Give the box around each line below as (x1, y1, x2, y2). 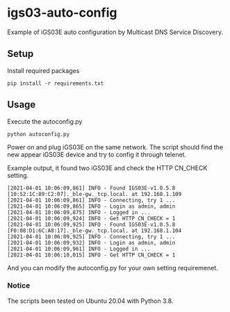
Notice (7, 281, 31, 290)
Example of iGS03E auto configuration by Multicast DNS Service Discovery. (7, 28, 224, 36)
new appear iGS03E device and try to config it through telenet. (7, 150, 186, 158)
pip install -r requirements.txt (7, 80, 104, 87)
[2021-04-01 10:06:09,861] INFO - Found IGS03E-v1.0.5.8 (7, 184, 176, 192)
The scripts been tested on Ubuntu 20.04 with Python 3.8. (7, 297, 174, 305)
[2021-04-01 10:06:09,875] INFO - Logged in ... (7, 208, 151, 216)
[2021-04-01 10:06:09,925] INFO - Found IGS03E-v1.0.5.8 (7, 221, 176, 228)
